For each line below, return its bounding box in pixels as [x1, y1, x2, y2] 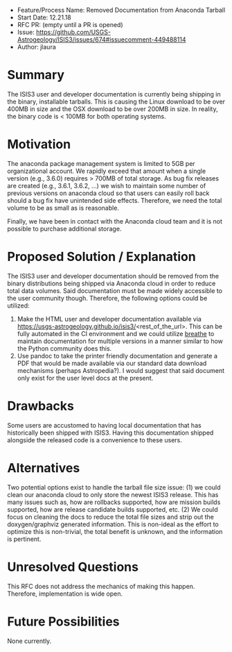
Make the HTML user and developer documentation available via [17, 315, 202, 323]
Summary [7, 67, 64, 83]
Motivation [7, 137, 71, 152]
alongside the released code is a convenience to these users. [7, 435, 182, 444]
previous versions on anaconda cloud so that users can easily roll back [7, 189, 210, 197]
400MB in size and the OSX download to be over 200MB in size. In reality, [7, 104, 218, 113]
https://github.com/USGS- [35, 28, 111, 36]
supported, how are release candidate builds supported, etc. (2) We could [7, 505, 218, 513]
